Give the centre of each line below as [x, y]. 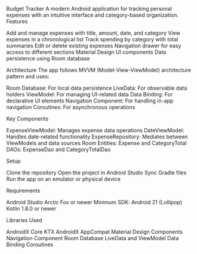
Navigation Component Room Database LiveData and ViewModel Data [93, 238]
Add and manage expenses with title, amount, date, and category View [93, 33]
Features [17, 21]
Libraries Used [24, 220]
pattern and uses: [28, 76]
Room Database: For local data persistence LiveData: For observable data [97, 88]
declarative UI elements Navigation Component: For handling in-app [90, 101]
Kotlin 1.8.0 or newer [31, 208]
